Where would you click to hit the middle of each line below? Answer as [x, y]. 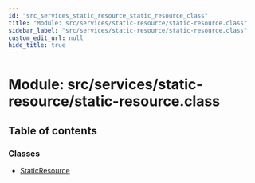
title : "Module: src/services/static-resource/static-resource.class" [128, 23]
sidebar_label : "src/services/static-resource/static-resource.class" [128, 30]
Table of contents [53, 131]
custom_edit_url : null [46, 38]
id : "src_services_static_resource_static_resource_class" [108, 16]
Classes [24, 154]
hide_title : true [37, 45]
